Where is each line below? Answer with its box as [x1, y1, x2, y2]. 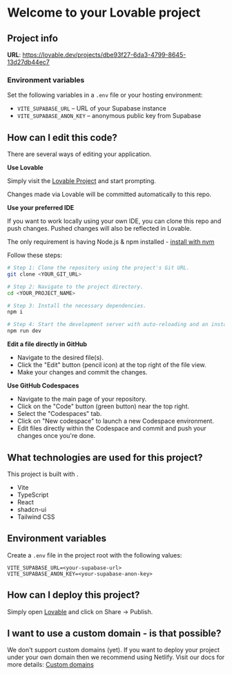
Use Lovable [7, 164, 43, 172]
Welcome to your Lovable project [7, 5, 201, 21]
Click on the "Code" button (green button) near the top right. [17, 402, 190, 410]
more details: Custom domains [7, 660, 95, 669]
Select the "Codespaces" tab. [17, 410, 102, 418]
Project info [7, 32, 59, 44]
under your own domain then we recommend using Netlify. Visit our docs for [7, 653, 225, 661]
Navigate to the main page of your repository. [17, 395, 147, 403]
